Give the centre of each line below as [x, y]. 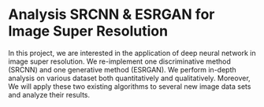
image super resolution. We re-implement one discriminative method [119, 61]
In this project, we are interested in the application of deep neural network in [132, 53]
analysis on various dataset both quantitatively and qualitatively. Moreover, [129, 78]
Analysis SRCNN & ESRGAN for [112, 15]
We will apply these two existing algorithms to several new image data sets [130, 86]
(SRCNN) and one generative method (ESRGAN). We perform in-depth [122, 69]
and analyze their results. [49, 94]
